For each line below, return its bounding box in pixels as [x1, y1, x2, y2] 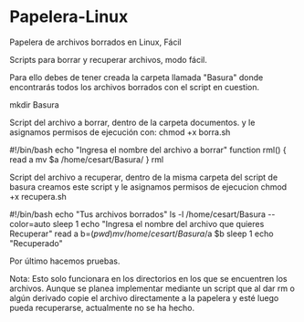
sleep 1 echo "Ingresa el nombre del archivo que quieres [52, 218, 265, 229]
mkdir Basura [9, 99, 59, 110]
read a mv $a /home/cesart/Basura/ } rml [9, 153, 164, 165]
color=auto [9, 218, 51, 229]
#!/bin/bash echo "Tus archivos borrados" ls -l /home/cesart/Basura [9, 208, 267, 220]
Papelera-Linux [9, 6, 129, 27]
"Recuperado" [9, 237, 63, 248]
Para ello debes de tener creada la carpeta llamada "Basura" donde [9, 71, 264, 83]
